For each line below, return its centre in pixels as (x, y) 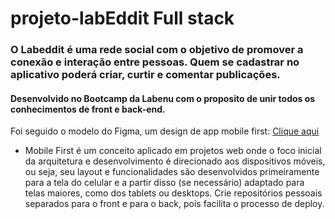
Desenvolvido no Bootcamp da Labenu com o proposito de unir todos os (163, 98)
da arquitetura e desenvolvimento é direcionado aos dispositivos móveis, (175, 161)
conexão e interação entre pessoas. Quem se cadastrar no (155, 62)
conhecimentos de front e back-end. (88, 109)
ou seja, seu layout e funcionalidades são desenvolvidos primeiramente (172, 172)
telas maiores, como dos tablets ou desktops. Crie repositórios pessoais (173, 193)
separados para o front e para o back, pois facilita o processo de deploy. (174, 204)
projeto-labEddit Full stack (122, 18)
